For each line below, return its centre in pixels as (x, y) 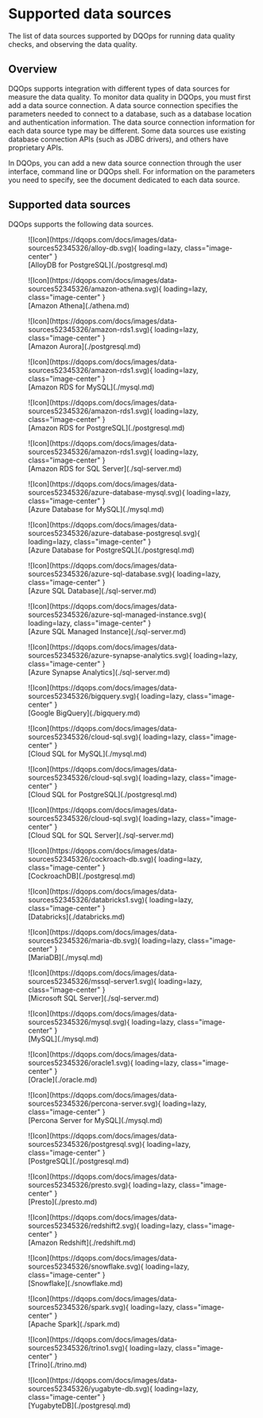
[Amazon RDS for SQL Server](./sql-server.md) (105, 468)
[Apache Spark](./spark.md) (74, 1323)
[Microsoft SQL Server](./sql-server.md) (94, 998)
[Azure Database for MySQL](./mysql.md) (96, 509)
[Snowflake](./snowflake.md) (75, 1283)
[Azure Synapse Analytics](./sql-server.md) (99, 672)
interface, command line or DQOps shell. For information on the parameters (132, 171)
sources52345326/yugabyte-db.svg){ (91, 1389)
